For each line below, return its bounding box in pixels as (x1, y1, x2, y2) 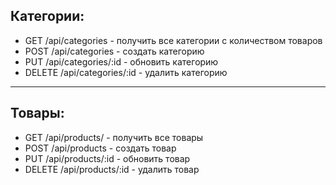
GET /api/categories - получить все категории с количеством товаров (24, 34, 323, 46)
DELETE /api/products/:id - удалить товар (24, 163, 200, 175)
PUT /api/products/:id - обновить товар (24, 152, 191, 164)
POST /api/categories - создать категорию (24, 45, 205, 57)
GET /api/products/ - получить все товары (24, 131, 204, 143)
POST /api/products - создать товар (24, 142, 177, 154)
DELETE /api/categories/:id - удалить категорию (24, 66, 228, 78)
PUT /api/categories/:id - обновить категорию (24, 55, 219, 68)
